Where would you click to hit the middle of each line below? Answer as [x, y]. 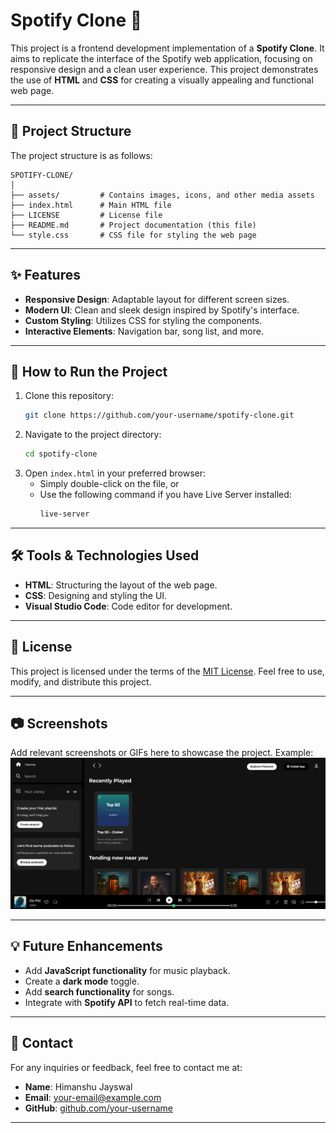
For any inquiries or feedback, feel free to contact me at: [126, 1067]
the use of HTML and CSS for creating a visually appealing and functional [162, 80]
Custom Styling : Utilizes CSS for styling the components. [143, 320]
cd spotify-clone [61, 454]
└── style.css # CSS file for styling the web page [133, 235]
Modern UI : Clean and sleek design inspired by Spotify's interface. [162, 310]
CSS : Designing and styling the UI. [96, 595]
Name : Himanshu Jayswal [78, 1086]
